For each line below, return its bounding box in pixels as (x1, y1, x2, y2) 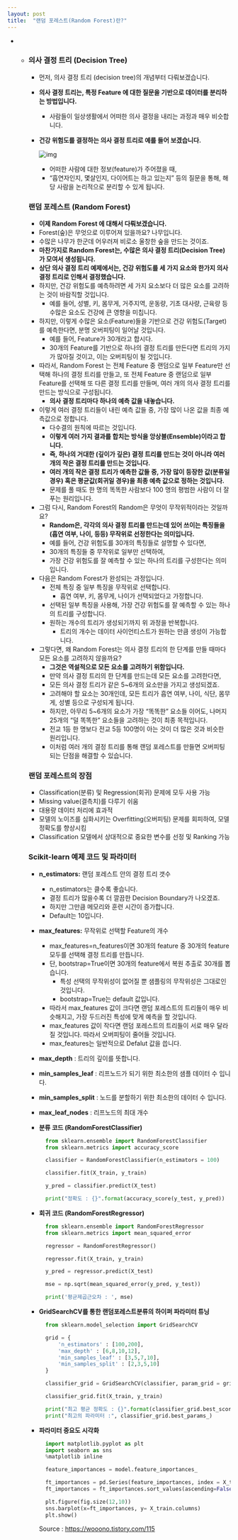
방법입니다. (45, 96, 77, 105)
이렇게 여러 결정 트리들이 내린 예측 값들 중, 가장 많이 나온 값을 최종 (38, 406, 222, 414)
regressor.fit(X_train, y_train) (45, 1255, 144, 1263)
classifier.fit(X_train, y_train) (45, 1170, 147, 1177)
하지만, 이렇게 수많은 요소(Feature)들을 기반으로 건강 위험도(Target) (38, 317, 227, 326)
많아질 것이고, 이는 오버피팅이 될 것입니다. (57, 353, 172, 361)
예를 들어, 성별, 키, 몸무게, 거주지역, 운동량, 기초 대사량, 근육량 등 (49, 299, 228, 308)
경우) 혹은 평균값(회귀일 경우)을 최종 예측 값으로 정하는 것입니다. (49, 477, 225, 485)
